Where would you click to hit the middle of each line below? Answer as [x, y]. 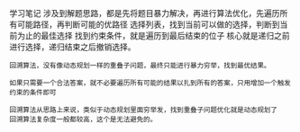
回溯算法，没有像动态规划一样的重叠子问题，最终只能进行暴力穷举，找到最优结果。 [140, 66]
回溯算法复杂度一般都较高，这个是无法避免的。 [83, 119]
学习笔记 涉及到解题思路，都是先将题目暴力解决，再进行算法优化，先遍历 [145, 13]
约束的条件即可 [33, 92]
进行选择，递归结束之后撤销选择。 [73, 47]
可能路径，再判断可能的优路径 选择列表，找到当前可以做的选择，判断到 [148, 24]
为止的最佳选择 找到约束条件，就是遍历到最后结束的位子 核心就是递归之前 [153, 35]
